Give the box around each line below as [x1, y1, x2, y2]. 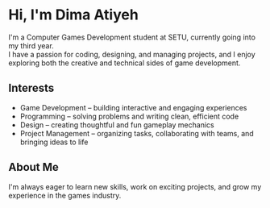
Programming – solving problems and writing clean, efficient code [19, 111, 239, 121]
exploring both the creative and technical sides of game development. [8, 58, 241, 68]
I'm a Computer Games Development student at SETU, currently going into [8, 32, 256, 42]
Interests [8, 81, 55, 95]
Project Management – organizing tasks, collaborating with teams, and [19, 128, 254, 138]
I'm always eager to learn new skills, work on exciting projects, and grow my [8, 181, 262, 191]
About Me [8, 160, 59, 174]
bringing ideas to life [19, 137, 89, 147]
